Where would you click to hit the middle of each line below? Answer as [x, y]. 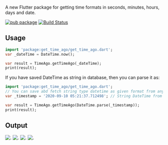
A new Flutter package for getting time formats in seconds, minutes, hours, [82, 7]
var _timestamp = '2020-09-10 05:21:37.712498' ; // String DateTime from [84, 96]
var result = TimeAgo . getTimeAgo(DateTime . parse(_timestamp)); [72, 105]
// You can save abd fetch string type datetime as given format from [80, 92]
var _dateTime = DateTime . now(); [40, 54]
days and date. [20, 13]
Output [16, 126]
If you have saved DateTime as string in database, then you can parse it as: [82, 78]
